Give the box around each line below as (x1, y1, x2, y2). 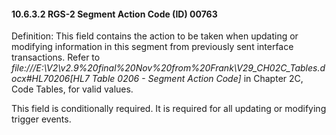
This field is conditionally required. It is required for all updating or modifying (11, 103, 327, 115)
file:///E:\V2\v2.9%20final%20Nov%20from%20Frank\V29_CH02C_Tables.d (11, 62, 326, 74)
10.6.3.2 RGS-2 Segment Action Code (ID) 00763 (11, 8, 218, 20)
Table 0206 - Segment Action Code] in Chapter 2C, (91, 73, 304, 85)
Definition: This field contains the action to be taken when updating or (11, 30, 299, 42)
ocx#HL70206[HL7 (11, 73, 90, 85)
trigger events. (11, 113, 72, 125)
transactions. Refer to (11, 51, 101, 64)
